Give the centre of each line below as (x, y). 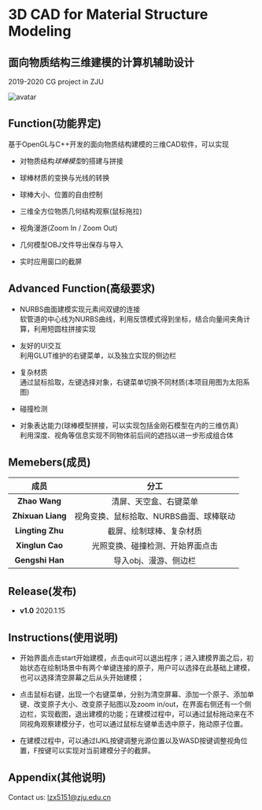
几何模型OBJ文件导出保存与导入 (71, 244)
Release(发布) (42, 591)
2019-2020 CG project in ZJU (56, 82)
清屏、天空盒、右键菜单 (155, 502)
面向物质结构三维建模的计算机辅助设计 (101, 62)
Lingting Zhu (39, 531)
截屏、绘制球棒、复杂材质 (155, 531)
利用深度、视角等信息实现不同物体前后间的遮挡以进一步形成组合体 (126, 435)
